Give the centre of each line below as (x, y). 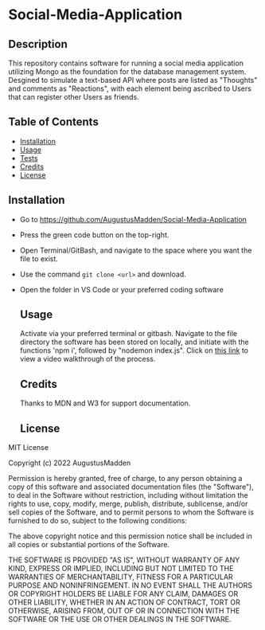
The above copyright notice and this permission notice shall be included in (130, 536)
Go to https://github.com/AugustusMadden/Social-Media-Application (133, 219)
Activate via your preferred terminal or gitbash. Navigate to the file (128, 334)
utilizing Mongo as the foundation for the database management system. (127, 72)
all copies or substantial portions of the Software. (89, 545)
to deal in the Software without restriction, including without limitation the (128, 495)
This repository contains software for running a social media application (126, 63)
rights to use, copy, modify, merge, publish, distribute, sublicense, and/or (128, 504)
